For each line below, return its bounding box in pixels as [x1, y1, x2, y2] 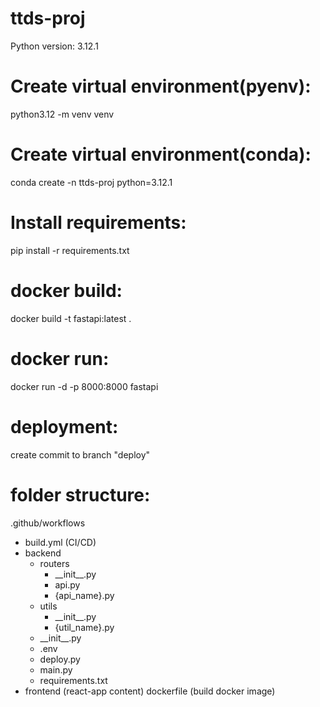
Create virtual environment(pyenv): [10, 75, 312, 98]
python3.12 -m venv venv [10, 108, 115, 120]
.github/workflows [10, 517, 86, 529]
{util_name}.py [54, 621, 115, 633]
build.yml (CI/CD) [24, 536, 97, 548]
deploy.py [39, 653, 81, 665]
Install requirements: [10, 212, 187, 234]
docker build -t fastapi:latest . [10, 312, 132, 324]
